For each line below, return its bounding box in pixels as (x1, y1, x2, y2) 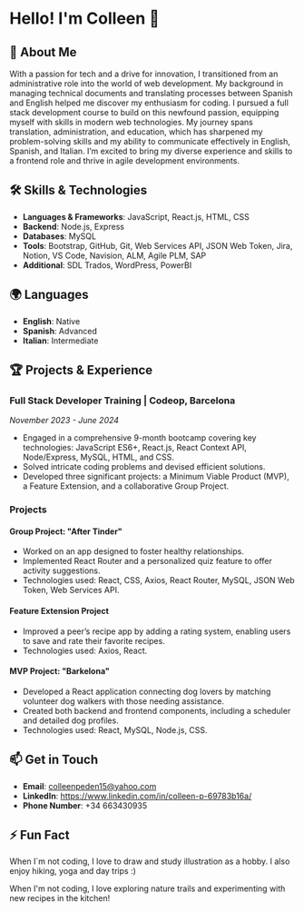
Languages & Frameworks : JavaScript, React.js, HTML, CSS (22, 211, 250, 222)
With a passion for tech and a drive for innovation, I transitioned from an (9, 68, 279, 79)
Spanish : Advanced (22, 325, 98, 336)
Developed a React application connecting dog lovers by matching (22, 686, 271, 697)
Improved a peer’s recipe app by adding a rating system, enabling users (22, 626, 291, 637)
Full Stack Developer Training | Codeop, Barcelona (9, 394, 236, 407)
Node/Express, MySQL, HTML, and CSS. (22, 451, 175, 462)
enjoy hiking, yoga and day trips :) (9, 866, 136, 877)
